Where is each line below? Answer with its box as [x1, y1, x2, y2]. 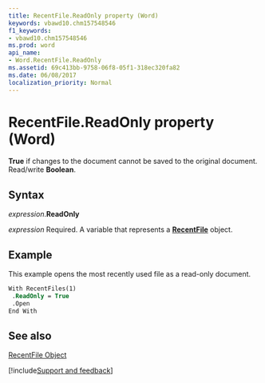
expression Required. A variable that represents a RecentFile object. [8, 225, 233, 234]
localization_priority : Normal [8, 78, 113, 86]
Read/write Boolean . [8, 165, 76, 174]
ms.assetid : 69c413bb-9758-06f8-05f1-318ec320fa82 [8, 64, 180, 72]
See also [8, 329, 52, 342]
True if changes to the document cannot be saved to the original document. [8, 157, 258, 166]
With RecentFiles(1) [8, 285, 77, 293]
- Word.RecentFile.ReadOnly [8, 57, 102, 65]
